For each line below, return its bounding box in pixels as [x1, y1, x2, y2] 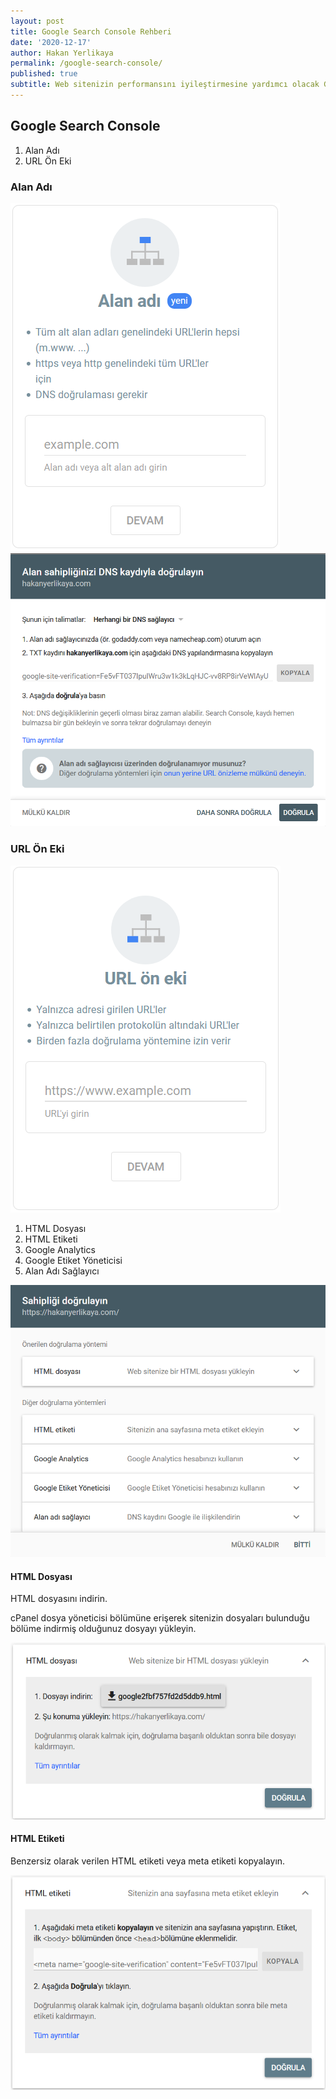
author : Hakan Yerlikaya [10, 48, 114, 58]
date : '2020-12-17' [10, 37, 92, 47]
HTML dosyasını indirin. [10, 1593, 108, 1605]
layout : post [10, 16, 65, 26]
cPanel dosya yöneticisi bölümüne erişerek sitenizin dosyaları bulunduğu [10, 1612, 310, 1624]
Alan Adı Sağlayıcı [24, 1265, 100, 1277]
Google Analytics [24, 1243, 96, 1255]
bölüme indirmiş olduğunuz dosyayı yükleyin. [10, 1623, 197, 1635]
